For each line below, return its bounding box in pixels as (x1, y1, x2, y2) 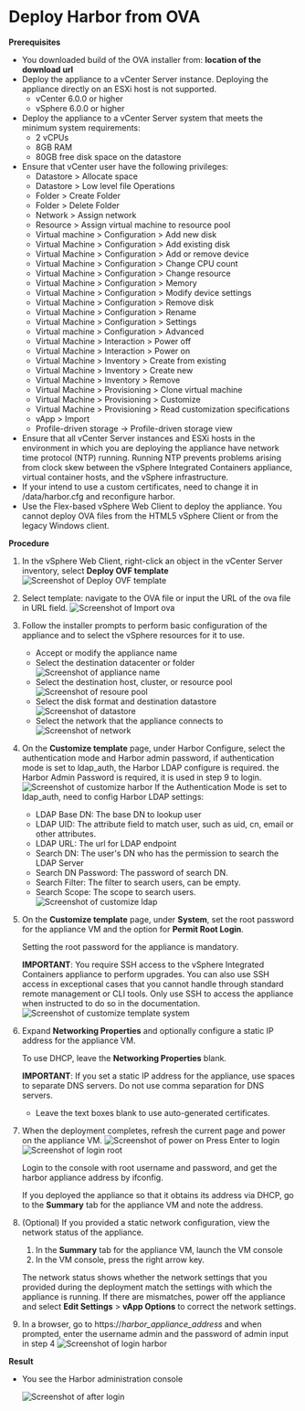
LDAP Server (35, 857, 84, 869)
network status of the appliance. (21, 1227, 144, 1237)
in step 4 (21, 1338, 56, 1349)
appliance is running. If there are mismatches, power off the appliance (21, 1290, 286, 1302)
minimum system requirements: (21, 121, 141, 133)
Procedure (8, 537, 49, 549)
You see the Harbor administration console (21, 1373, 184, 1385)
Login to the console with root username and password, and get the (21, 1162, 278, 1173)
